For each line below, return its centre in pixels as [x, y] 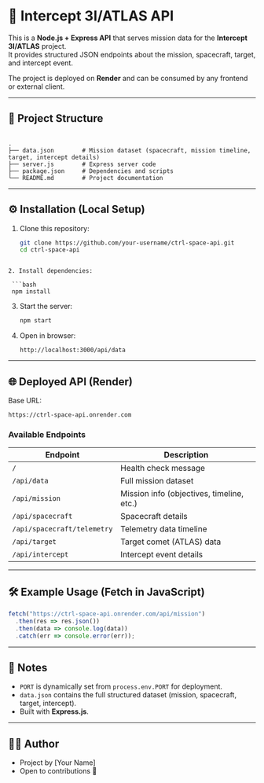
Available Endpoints [47, 434]
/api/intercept [40, 555]
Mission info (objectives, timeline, [182, 494]
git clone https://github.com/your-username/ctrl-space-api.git [127, 243]
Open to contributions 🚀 [58, 771]
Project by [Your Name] [57, 763]
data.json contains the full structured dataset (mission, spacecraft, [128, 695]
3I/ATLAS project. [37, 46]
